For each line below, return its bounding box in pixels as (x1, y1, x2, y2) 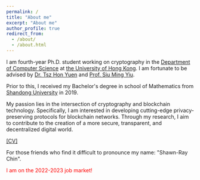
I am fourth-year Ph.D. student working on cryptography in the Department (6, 58, 190, 66)
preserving (6, 113, 33, 120)
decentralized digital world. (6, 126, 73, 133)
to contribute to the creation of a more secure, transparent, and (6, 119, 162, 126)
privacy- (173, 107, 195, 114)
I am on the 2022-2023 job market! (6, 166, 93, 173)
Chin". (6, 155, 21, 162)
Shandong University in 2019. (6, 89, 79, 96)
